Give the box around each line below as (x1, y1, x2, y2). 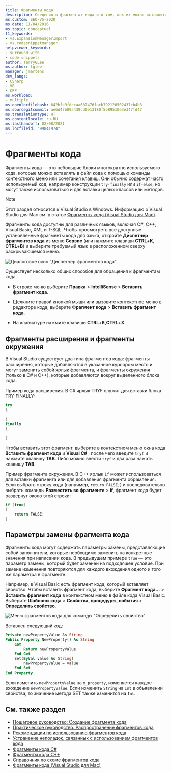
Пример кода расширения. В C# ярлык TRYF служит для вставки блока (5, 388, 162, 394)
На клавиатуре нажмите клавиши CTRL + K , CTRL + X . (12, 320, 126, 326)
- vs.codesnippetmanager (5, 41, 58, 46)
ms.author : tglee (5, 64, 42, 69)
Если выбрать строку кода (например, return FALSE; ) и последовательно (5, 481, 165, 487)
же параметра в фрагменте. (5, 571, 67, 577)
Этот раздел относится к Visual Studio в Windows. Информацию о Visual (5, 206, 162, 212)
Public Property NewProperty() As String (5, 637, 95, 642)
